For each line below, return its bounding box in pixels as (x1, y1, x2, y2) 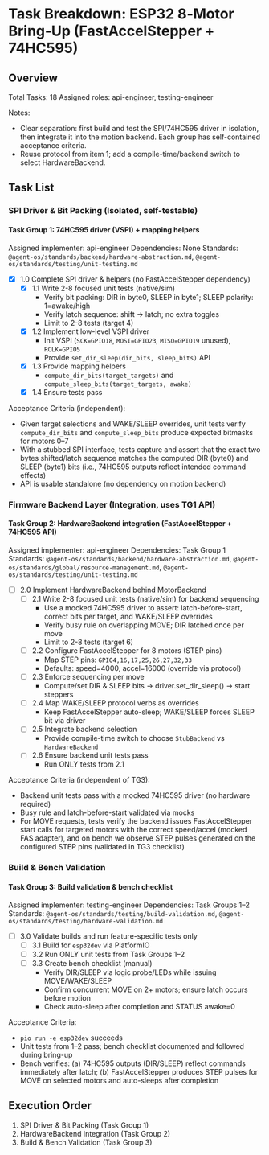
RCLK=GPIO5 (43, 345, 80, 354)
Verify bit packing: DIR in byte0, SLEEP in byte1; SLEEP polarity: (43, 292, 255, 302)
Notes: (8, 108, 31, 117)
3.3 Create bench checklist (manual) (31, 958, 153, 968)
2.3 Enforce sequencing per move (31, 672, 145, 682)
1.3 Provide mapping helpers (31, 361, 127, 371)
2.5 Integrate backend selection (31, 725, 137, 734)
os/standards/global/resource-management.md (8, 564, 160, 572)
